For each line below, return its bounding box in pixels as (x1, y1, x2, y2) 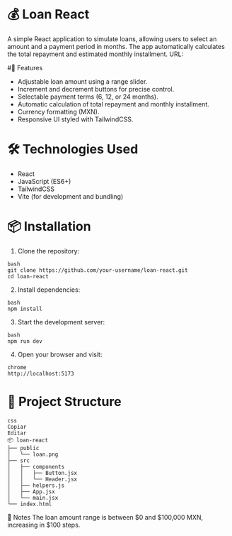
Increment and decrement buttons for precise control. (17, 84, 175, 93)
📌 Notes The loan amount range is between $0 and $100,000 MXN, (7, 513, 204, 521)
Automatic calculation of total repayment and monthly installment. (17, 99, 210, 108)
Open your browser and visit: (17, 350, 103, 359)
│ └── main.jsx (7, 494, 59, 501)
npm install (7, 305, 42, 312)
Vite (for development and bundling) (17, 192, 124, 200)
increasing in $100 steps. (7, 520, 81, 529)
